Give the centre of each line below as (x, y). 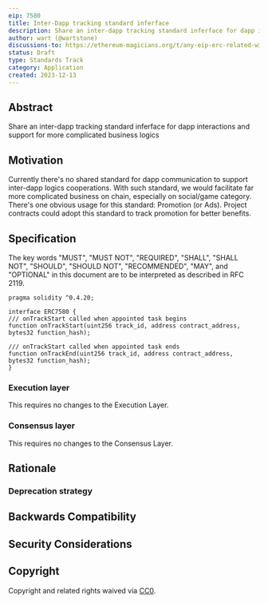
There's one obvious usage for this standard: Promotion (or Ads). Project (128, 205)
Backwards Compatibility (73, 517)
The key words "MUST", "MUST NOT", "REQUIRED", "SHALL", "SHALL (124, 258)
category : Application (46, 68)
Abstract (31, 107)
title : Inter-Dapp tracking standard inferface (89, 23)
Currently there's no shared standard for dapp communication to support (128, 180)
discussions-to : (35, 46)
